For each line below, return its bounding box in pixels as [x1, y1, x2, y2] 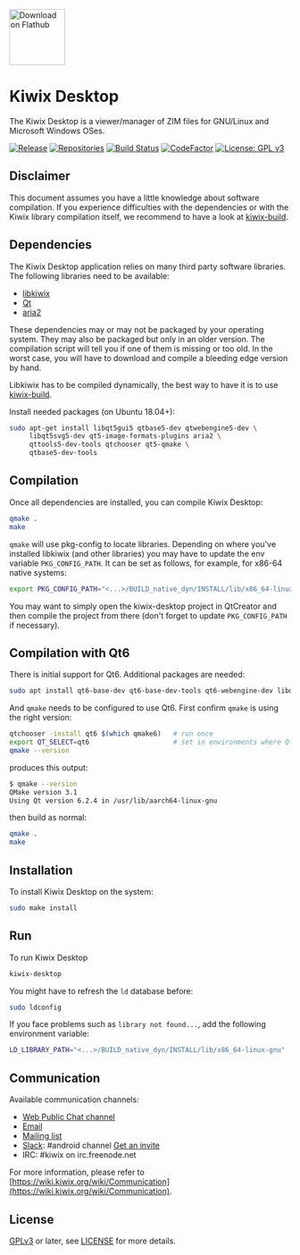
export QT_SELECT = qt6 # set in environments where [9, 737, 281, 747]
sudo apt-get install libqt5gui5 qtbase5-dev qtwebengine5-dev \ [9, 424, 257, 433]
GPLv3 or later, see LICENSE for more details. [9, 1235, 177, 1246]
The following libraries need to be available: [9, 270, 170, 281]
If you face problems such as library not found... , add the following [9, 1019, 266, 1030]
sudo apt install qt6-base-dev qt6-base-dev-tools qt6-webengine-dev [9, 686, 274, 695]
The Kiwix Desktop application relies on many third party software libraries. [9, 261, 287, 272]
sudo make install [9, 904, 78, 913]
